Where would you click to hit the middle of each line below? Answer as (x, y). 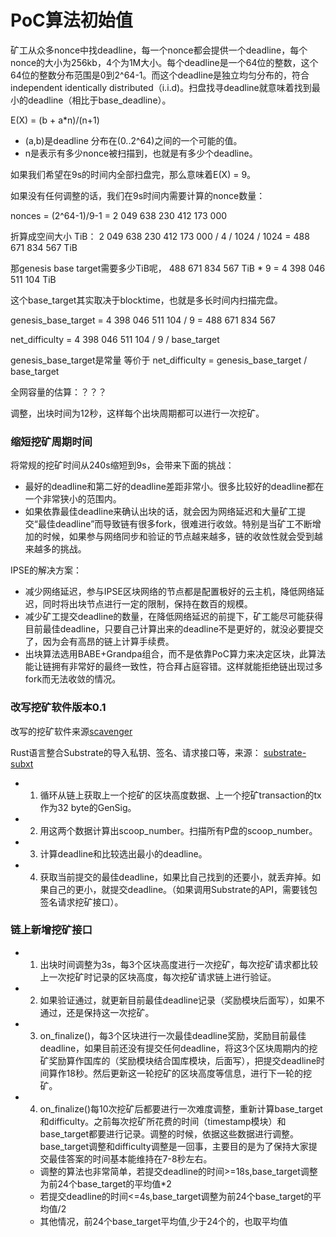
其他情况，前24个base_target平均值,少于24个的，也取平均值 (163, 1221)
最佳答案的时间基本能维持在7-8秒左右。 (130, 1158)
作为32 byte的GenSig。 (88, 807)
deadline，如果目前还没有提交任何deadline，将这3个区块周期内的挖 (178, 1048)
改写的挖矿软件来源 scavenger (71, 731)
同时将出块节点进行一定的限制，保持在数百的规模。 (147, 604)
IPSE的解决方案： (46, 570)
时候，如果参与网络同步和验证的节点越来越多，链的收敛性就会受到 (178, 537)
